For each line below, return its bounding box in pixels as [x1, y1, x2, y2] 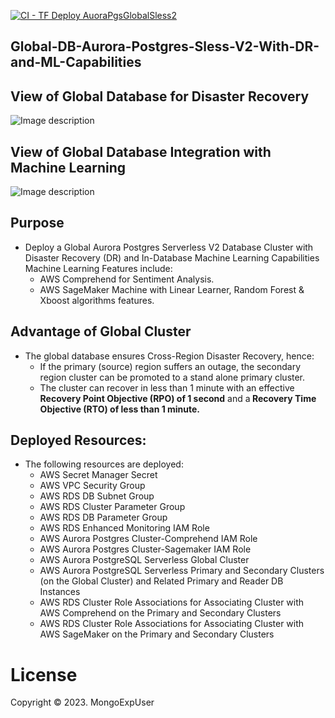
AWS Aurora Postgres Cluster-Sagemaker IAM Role [39, 543, 252, 555]
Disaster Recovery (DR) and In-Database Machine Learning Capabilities [24, 251, 320, 264]
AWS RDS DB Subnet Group [39, 490, 155, 502]
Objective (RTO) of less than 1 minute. [39, 403, 201, 415]
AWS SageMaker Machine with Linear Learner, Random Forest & [39, 283, 305, 295]
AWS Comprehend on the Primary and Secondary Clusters [39, 607, 282, 619]
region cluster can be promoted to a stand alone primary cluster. [39, 371, 306, 383]
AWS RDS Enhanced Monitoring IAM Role [39, 522, 210, 534]
